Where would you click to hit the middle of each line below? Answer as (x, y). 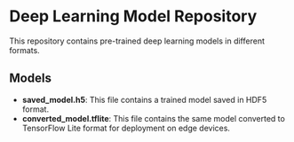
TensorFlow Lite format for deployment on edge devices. (126, 128)
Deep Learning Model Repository (133, 16)
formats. (24, 50)
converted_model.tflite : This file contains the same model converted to (154, 118)
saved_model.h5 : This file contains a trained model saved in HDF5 (144, 99)
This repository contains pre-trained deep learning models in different (137, 41)
